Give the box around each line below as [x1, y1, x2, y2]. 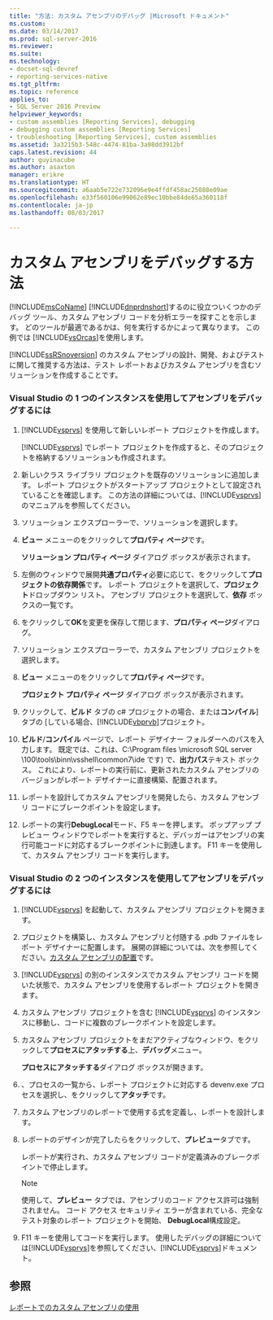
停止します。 [49, 1161, 93, 1172]
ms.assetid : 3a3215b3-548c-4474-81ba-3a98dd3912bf [9, 140, 184, 149]
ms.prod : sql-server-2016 [9, 34, 97, 43]
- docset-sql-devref [9, 65, 80, 73]
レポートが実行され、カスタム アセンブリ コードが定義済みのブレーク [20, 1152, 253, 1161]
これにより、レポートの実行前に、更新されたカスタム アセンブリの [37, 764, 259, 774]
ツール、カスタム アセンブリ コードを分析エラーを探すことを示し [32, 313, 250, 322]
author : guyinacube [9, 155, 76, 164]
